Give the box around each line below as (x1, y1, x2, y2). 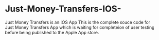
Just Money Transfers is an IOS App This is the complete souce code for (5, 19, 151, 25)
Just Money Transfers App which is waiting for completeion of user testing (5, 24, 155, 30)
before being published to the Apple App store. (5, 29, 99, 35)
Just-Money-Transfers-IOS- (5, 3, 122, 14)
